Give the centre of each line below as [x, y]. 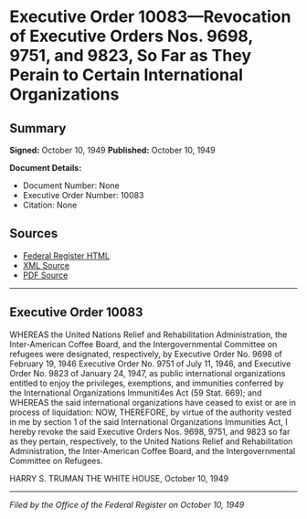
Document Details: [46, 168]
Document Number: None [71, 185]
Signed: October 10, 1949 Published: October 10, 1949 [113, 150]
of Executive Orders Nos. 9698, [131, 36]
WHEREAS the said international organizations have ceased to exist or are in [153, 402]
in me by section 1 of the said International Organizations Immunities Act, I [148, 421]
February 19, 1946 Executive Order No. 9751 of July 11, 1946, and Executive [150, 364]
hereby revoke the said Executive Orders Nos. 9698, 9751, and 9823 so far [150, 431]
